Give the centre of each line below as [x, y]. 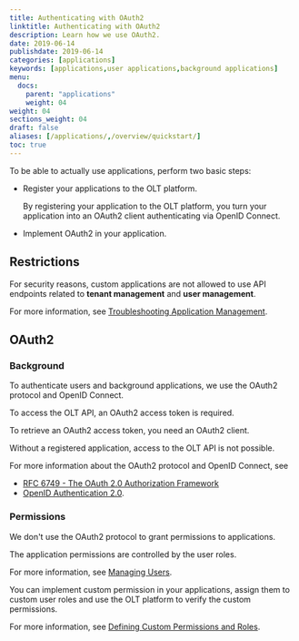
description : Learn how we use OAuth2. [85, 35]
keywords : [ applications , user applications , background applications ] [144, 69]
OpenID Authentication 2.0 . [73, 493]
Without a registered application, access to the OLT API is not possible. [142, 448]
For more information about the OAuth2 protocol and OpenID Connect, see [149, 466]
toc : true [28, 145]
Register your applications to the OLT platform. [110, 188]
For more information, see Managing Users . [91, 572]
